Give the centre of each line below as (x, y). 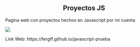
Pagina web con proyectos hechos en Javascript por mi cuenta (70, 20)
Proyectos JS (84, 8)
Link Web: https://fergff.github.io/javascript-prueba (58, 39)
